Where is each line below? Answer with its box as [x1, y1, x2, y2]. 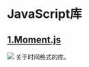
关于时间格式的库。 [15, 53, 70, 61]
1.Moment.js [7, 33, 62, 45]
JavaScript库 [7, 6, 82, 22]
